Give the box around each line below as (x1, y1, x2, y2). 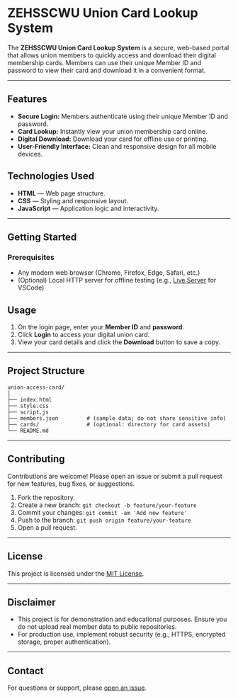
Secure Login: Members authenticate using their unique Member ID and (17, 112, 228, 120)
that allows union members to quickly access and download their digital (7, 51, 216, 59)
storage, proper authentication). (17, 637, 111, 646)
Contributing (7, 453, 65, 465)
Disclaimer (7, 596, 56, 608)
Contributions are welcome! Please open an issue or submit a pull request (7, 472, 223, 480)
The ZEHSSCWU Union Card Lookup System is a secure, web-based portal (7, 43, 229, 52)
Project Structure (7, 365, 85, 377)
